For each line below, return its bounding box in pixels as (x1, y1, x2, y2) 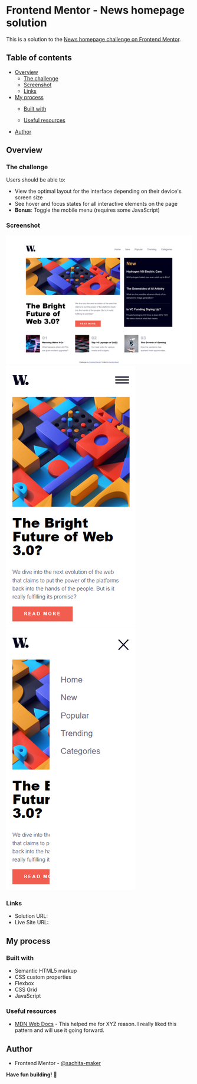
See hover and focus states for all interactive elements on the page (14, 200, 178, 208)
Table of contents (6, 53, 72, 63)
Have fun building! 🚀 (6, 1071, 57, 1078)
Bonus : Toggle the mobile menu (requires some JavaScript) (14, 206, 160, 213)
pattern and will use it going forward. (14, 1027, 104, 1034)
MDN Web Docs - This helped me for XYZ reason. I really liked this (14, 1021, 177, 1028)
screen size (14, 194, 43, 201)
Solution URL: (14, 912, 48, 920)
